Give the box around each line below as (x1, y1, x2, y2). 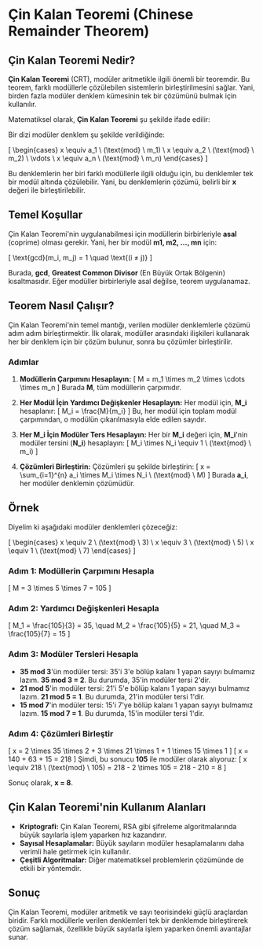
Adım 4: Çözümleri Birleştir (8, 728, 114, 739)
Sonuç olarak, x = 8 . (8, 777, 73, 788)
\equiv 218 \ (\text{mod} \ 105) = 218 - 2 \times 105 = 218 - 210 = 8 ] (8, 762, 227, 772)
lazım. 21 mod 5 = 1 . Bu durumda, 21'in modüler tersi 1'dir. (19, 692, 206, 701)
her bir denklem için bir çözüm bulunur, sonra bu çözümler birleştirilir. (8, 337, 233, 346)
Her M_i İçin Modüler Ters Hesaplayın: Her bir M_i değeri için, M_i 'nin (19, 430, 248, 439)
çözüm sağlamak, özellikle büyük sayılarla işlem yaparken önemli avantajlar (8, 924, 252, 933)
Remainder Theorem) (8, 22, 150, 40)
